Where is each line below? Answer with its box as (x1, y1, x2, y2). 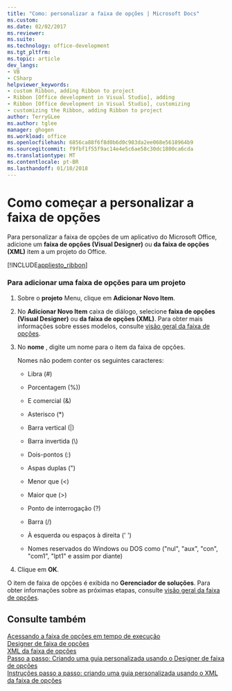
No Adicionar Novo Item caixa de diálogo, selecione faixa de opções (17, 307, 216, 316)
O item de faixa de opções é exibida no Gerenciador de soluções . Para (7, 579, 211, 587)
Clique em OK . (17, 565, 60, 573)
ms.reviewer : (7, 29, 45, 37)
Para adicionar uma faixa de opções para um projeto (7, 278, 186, 288)
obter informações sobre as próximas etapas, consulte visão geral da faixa (7, 586, 220, 594)
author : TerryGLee (7, 113, 60, 120)
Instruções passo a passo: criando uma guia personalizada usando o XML (7, 669, 218, 677)
